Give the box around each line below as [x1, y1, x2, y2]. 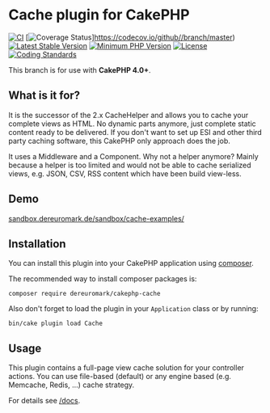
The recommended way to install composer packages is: [8, 274, 197, 284]
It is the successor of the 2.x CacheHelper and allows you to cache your [8, 110, 249, 120]
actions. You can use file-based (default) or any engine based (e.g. [8, 372, 232, 381]
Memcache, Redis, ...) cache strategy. [8, 380, 135, 390]
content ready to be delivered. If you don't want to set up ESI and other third [8, 127, 263, 137]
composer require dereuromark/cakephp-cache [8, 289, 161, 298]
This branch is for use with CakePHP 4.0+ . [8, 65, 151, 74]
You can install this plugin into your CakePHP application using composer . [8, 259, 255, 268]
